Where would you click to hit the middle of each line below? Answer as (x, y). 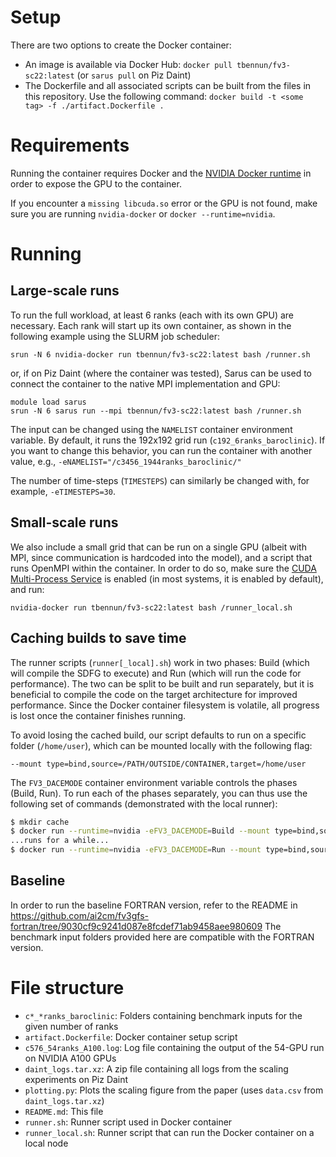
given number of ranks (71, 1026)
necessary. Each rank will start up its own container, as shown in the (151, 325)
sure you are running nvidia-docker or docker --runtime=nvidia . (143, 213)
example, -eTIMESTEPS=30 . (63, 491)
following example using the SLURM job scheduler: (115, 336)
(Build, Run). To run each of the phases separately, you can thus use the (159, 793)
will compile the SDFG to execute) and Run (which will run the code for (156, 673)
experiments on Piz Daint (76, 1079)
